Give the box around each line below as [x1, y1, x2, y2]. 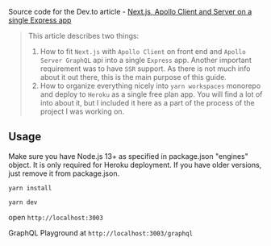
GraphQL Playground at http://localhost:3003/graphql [8, 227, 194, 237]
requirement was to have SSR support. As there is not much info [40, 64, 251, 73]
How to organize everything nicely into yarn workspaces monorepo [40, 81, 261, 90]
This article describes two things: [27, 31, 140, 40]
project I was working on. [40, 106, 125, 116]
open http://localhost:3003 [8, 212, 103, 222]
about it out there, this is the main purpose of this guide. [40, 73, 227, 81]
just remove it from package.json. [8, 169, 119, 178]
